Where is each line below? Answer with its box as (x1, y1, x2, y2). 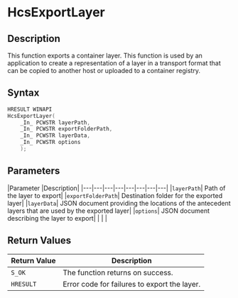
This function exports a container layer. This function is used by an (7, 51, 202, 60)
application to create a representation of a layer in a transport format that (7, 59, 222, 67)
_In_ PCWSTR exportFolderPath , (20, 126, 113, 133)
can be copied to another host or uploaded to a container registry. (7, 67, 201, 74)
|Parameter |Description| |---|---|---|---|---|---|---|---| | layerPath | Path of (7, 184, 226, 192)
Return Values (7, 235, 72, 247)
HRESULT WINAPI (7, 106, 53, 113)
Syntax (7, 87, 40, 99)
